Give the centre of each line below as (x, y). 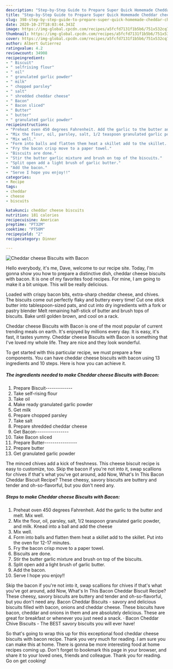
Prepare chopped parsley (40, 415)
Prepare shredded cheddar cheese (50, 426)
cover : (13, 39)
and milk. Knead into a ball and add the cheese (63, 526)
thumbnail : (17, 34)
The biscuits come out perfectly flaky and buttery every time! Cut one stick (85, 300)
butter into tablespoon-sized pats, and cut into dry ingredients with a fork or (86, 305)
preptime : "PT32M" (25, 225)
